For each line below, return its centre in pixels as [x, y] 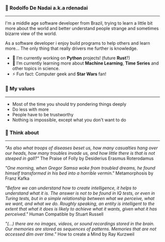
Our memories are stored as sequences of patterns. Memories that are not [81, 229]
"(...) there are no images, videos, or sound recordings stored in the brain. [80, 223]
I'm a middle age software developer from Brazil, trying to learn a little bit [79, 23]
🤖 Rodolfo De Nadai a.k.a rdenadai [47, 8]
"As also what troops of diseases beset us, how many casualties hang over [82, 148]
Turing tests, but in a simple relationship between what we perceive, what [80, 198]
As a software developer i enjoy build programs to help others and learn [78, 43]
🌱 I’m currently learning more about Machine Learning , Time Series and [85, 63]
